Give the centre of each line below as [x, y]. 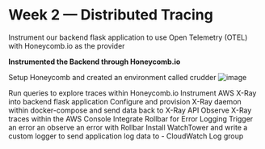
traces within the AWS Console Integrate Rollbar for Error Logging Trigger [131, 118]
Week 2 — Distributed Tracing [111, 15]
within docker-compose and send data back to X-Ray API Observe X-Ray [130, 110]
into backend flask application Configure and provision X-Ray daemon [125, 101]
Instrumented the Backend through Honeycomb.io [95, 62]
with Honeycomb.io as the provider [67, 45]
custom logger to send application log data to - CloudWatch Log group [126, 136]
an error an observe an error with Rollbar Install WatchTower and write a [128, 127]
